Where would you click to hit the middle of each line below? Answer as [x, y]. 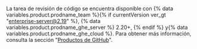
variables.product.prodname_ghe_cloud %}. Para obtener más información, [99, 34]
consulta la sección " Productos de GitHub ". [59, 40]
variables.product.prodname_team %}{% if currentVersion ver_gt [86, 15]
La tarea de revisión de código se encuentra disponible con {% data [90, 9]
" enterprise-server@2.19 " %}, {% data [53, 21]
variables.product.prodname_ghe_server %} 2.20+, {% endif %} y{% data [97, 27]
